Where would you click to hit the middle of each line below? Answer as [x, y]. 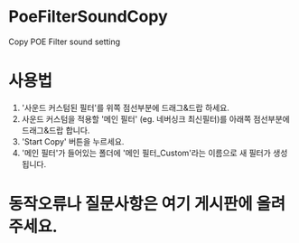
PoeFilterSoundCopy [88, 17]
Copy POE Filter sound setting [65, 42]
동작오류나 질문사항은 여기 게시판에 [131, 204]
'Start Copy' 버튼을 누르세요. [73, 141]
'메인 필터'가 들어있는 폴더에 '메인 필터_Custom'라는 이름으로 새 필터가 [146, 153]
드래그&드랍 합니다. [56, 130]
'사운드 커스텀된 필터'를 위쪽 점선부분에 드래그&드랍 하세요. [125, 107]
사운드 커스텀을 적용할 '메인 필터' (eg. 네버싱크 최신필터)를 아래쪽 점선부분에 [155, 118]
